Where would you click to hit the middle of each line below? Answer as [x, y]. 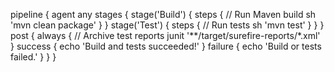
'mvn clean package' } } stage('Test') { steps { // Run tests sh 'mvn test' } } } [167, 25]
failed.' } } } [33, 57]
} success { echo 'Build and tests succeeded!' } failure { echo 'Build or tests [166, 46]
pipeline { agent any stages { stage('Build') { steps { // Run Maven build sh [163, 14]
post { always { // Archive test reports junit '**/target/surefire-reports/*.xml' [165, 35]
